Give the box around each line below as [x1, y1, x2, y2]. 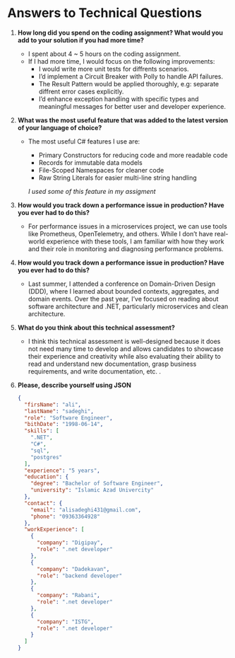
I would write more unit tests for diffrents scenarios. [38, 64, 189, 73]
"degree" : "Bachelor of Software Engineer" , [30, 480, 164, 487]
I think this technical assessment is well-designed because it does [28, 337, 221, 345]
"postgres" [30, 454, 63, 461]
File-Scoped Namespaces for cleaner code [38, 166, 164, 174]
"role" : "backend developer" [36, 572, 123, 579]
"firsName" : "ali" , [24, 401, 82, 408]
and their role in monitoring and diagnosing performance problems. [28, 244, 224, 253]
